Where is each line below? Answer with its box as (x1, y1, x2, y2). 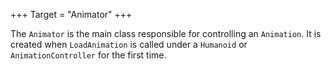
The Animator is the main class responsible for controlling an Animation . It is (10, 28, 322, 39)
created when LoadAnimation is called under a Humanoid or (10, 39, 248, 50)
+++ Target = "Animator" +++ (10, 9, 133, 20)
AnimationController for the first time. (10, 49, 167, 61)
